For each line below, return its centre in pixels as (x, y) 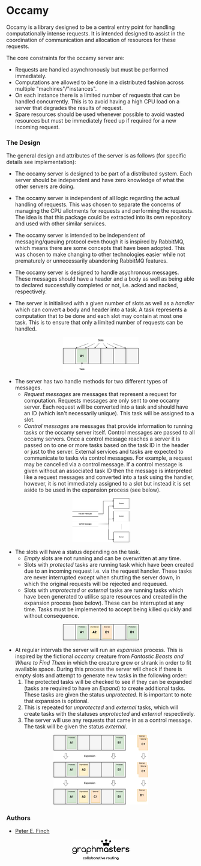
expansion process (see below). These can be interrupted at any (104, 603)
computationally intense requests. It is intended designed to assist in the (95, 33)
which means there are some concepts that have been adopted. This (100, 248)
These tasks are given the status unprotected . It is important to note (108, 695)
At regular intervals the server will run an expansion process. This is (99, 650)
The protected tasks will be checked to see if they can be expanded (108, 682)
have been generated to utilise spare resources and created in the (105, 597)
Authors (19, 818)
